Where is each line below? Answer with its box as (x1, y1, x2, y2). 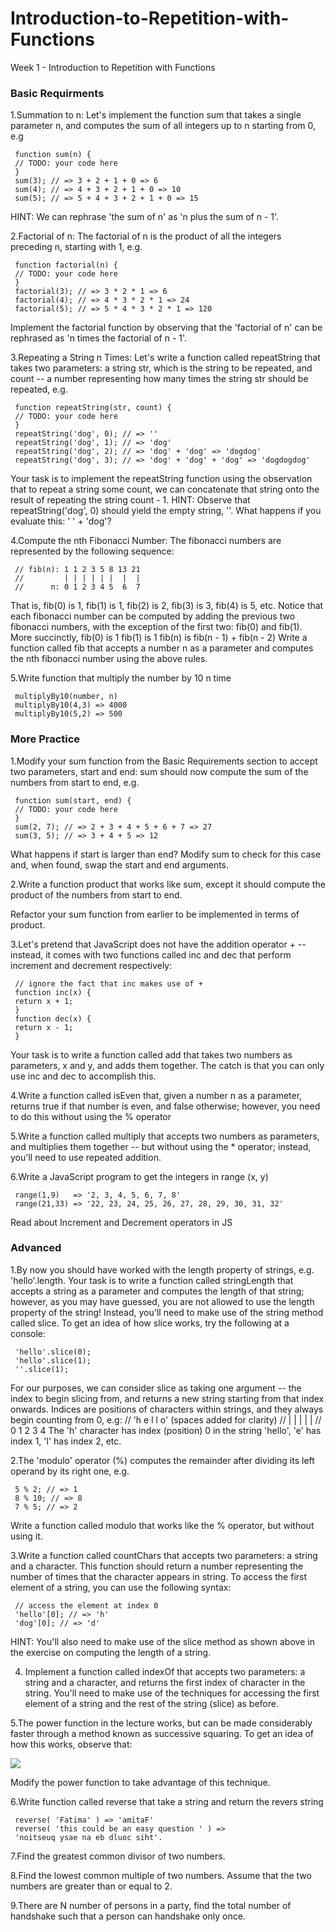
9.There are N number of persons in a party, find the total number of (10, 1899, 292, 1911)
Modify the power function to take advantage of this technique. (10, 1776, 271, 1788)
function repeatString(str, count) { (14, 403, 172, 413)
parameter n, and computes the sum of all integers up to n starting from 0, (10, 120, 317, 132)
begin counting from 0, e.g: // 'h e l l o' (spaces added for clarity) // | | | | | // (10, 1413, 322, 1426)
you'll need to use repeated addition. (10, 1151, 162, 1163)
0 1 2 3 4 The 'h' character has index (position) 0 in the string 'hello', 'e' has (10, 1424, 322, 1436)
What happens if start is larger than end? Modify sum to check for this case (10, 848, 322, 860)
